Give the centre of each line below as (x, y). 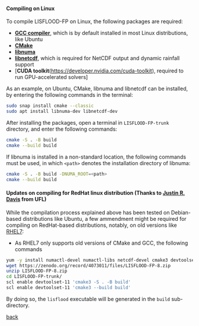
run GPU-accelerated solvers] (51, 77)
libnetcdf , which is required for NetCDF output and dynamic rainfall (97, 58)
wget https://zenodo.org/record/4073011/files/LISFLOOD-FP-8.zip (88, 265)
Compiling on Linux (31, 8)
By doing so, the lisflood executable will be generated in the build (88, 299)
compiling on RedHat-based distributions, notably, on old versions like (92, 225)
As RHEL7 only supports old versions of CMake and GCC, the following (101, 243)
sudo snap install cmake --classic (50, 106)
